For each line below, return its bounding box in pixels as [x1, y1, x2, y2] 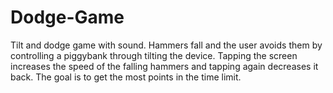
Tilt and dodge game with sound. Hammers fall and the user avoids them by [10, 39, 323, 51]
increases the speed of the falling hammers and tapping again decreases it [10, 60, 319, 72]
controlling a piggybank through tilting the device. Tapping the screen [10, 49, 298, 61]
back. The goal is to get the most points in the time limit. [10, 71, 242, 83]
